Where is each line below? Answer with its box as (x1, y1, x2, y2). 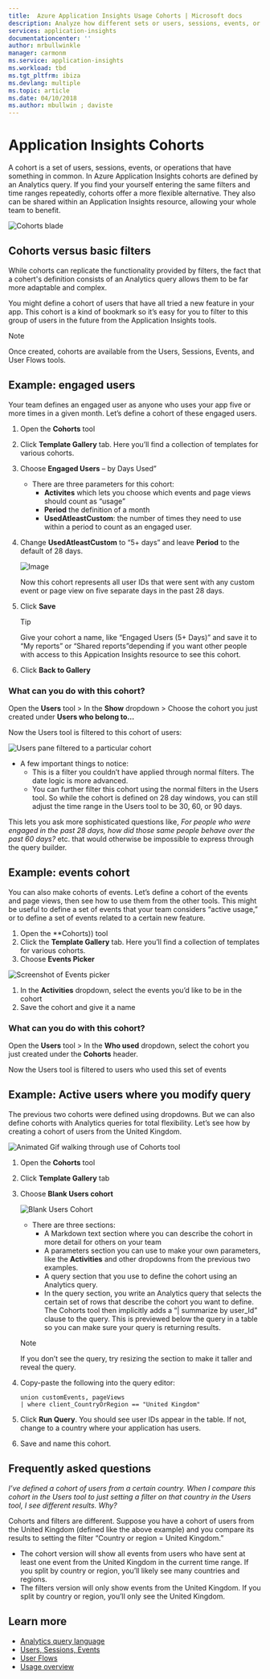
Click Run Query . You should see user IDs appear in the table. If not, (19, 1414, 247, 1424)
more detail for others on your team (43, 1237, 162, 1246)
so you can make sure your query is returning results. (43, 1322, 221, 1332)
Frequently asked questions (8, 1462, 151, 1476)
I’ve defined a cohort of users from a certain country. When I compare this (8, 1483, 256, 1492)
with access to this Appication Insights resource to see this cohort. (19, 649, 241, 659)
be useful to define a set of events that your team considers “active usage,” (8, 904, 259, 913)
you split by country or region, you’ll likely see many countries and (19, 1566, 240, 1575)
